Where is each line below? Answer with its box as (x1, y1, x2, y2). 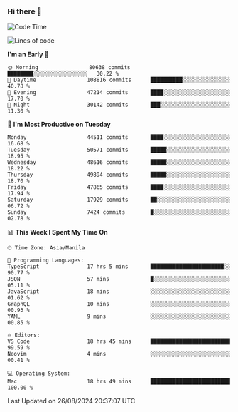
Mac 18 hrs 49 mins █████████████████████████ (7, 378, 231, 386)
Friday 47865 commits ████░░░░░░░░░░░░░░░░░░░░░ (7, 184, 231, 191)
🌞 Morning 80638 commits (7, 64, 131, 71)
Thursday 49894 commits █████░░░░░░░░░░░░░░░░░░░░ (7, 171, 231, 179)
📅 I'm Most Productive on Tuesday (7, 120, 112, 129)
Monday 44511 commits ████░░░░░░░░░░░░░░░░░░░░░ (7, 134, 231, 141)
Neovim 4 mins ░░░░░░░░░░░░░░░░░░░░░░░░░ (7, 351, 231, 358)
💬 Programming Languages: (7, 257, 84, 264)
